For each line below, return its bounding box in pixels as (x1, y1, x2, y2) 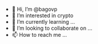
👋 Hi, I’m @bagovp (11, 6, 58, 12)
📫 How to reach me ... (11, 32, 67, 38)
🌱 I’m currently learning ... (11, 18, 75, 25)
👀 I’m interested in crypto (11, 12, 74, 19)
